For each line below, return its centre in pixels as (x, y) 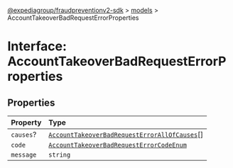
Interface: (37, 46)
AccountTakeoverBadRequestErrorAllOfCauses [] (126, 134)
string (60, 155)
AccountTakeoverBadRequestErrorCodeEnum (118, 145)
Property (26, 122)
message (24, 155)
